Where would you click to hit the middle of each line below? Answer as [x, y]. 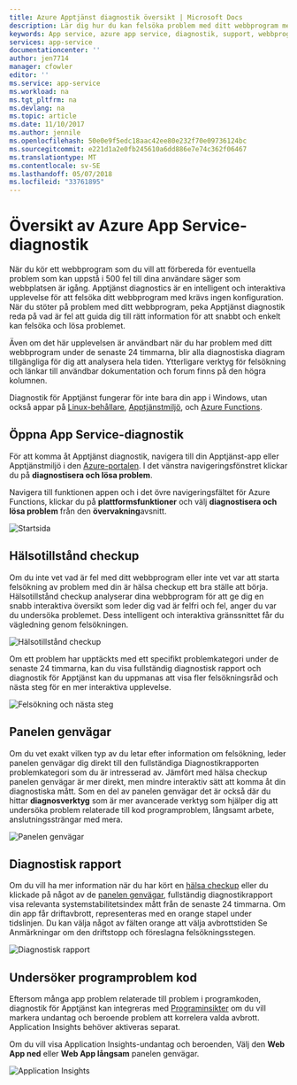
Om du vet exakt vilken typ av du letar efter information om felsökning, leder [148, 753]
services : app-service [51, 42]
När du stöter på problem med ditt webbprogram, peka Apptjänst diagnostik [147, 307]
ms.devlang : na [37, 108]
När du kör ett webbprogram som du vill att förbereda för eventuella [133, 269]
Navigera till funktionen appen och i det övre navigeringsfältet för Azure [140, 492]
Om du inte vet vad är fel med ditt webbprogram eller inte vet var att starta [145, 577]
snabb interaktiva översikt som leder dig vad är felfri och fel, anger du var [143, 605]
